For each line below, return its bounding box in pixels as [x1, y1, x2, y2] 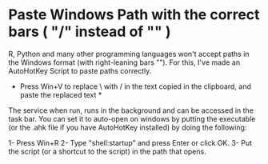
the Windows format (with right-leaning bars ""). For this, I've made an [8, 58, 241, 67]
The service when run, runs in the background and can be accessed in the [8, 106, 254, 115]
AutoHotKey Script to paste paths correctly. [8, 66, 152, 75]
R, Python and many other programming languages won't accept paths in [8, 49, 250, 58]
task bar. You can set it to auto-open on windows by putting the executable [8, 114, 256, 123]
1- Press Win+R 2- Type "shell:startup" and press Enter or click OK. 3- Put [8, 138, 252, 147]
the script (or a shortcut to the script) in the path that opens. [8, 146, 206, 156]
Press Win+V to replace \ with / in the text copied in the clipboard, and [19, 82, 252, 91]
